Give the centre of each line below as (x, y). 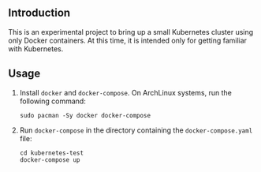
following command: (53, 101)
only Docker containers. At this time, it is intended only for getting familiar (127, 40)
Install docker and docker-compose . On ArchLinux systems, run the (126, 92)
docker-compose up (50, 160)
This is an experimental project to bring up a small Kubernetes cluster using (131, 32)
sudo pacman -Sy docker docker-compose (85, 115)
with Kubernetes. (36, 49)
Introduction (39, 13)
